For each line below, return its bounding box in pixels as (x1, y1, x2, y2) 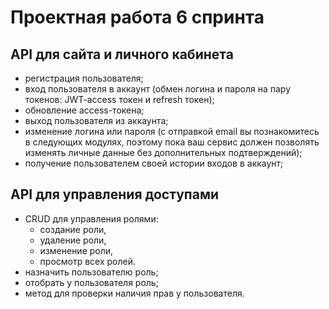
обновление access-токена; (24, 104, 145, 116)
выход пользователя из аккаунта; (24, 115, 169, 126)
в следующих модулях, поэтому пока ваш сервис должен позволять (24, 136, 320, 148)
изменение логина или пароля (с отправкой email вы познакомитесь (24, 126, 320, 137)
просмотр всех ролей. (39, 255, 137, 267)
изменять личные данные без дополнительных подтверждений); (24, 147, 303, 158)
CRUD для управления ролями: (24, 212, 159, 225)
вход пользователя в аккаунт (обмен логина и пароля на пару (24, 83, 292, 95)
